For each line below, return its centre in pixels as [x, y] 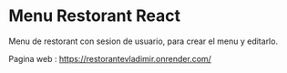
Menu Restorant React [95, 16]
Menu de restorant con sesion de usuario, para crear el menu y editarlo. [143, 41]
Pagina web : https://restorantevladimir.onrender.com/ [110, 58]
